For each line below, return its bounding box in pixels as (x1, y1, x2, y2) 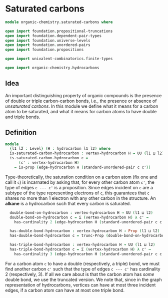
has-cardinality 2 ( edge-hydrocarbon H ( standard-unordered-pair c (14, 219, 157, 224)
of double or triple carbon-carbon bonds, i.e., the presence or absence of (5, 98, 157, 104)
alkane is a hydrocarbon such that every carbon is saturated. (5, 200, 131, 206)
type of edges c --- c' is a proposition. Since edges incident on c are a (5, 184, 153, 190)
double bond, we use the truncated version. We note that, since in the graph (5, 276, 162, 282)
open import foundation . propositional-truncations (5, 29, 113, 34)
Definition (5, 128, 36, 137)
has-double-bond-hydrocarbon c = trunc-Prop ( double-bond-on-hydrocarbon (9, 233, 166, 238)
